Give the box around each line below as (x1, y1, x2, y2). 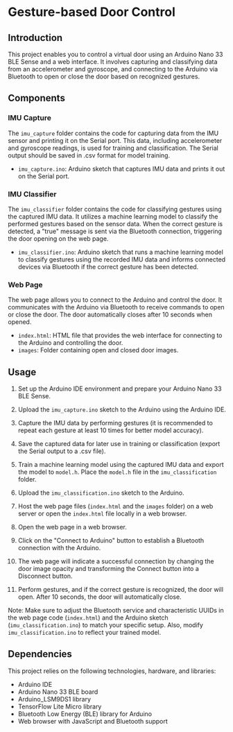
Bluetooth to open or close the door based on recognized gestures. (8, 72, 200, 80)
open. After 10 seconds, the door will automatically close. (17, 593, 182, 601)
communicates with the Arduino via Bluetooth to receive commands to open (8, 303, 225, 312)
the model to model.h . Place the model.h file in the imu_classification (17, 468, 217, 476)
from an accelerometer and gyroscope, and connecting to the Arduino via (8, 65, 218, 73)
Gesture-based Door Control (8, 4, 176, 20)
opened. (8, 318, 32, 326)
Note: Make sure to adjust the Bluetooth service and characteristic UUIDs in (8, 606, 224, 615)
